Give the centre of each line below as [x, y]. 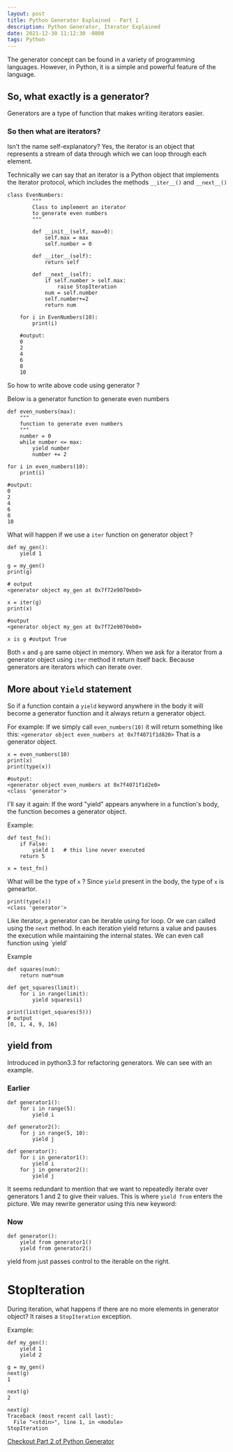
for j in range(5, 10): [54, 1133]
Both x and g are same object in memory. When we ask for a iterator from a [115, 652]
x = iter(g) [24, 603]
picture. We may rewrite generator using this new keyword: [92, 1204]
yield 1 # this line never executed [89, 850]
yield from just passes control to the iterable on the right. [89, 1261]
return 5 [32, 857]
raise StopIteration [87, 287]
